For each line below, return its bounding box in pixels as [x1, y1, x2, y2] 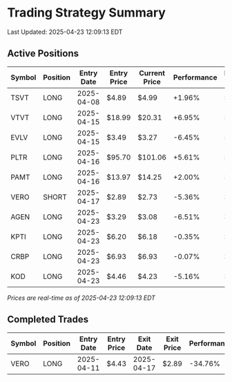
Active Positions [7, 48, 79, 59]
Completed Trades [7, 314, 89, 325]
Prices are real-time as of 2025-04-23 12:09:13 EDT [7, 294, 155, 302]
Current [139, 68, 166, 77]
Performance [173, 73, 217, 82]
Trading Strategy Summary [7, 5, 166, 21]
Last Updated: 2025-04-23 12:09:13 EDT [7, 28, 123, 36]
